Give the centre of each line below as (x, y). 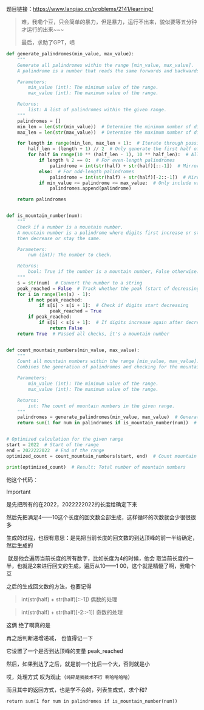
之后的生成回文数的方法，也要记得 (49, 586)
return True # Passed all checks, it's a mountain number (93, 334)
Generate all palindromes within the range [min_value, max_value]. (106, 65)
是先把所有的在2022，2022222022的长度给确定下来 (72, 504)
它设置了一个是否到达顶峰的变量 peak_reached (65, 651)
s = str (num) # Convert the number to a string (80, 283)
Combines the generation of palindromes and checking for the (97, 367)
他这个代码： (22, 480)
